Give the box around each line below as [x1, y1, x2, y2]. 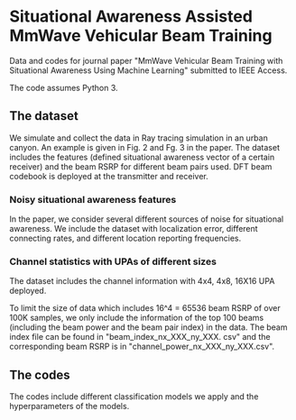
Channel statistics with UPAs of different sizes [9, 255, 217, 268]
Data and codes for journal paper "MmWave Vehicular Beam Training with [9, 55, 283, 66]
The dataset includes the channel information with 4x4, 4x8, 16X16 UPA [9, 276, 275, 287]
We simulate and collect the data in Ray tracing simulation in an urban [9, 132, 268, 143]
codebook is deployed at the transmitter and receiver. [9, 170, 209, 181]
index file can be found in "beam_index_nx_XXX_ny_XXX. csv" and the [9, 332, 271, 342]
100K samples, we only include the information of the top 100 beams [9, 313, 264, 324]
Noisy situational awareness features [9, 193, 177, 205]
